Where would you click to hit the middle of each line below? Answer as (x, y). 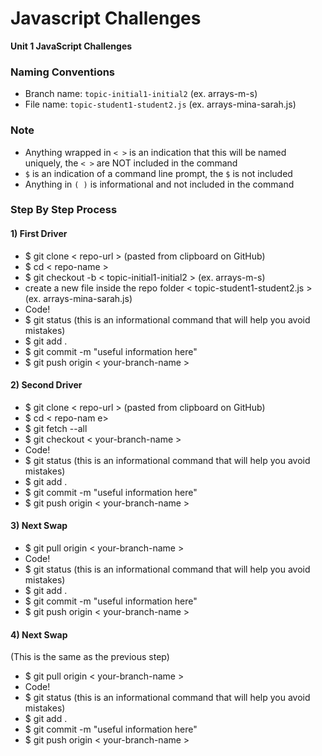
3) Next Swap (39, 526)
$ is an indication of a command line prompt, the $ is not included (158, 173)
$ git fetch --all (56, 428)
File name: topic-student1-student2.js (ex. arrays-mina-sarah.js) (160, 104)
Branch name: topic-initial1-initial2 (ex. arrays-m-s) (141, 94)
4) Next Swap (39, 634)
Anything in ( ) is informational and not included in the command (159, 184)
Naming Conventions (63, 72)
